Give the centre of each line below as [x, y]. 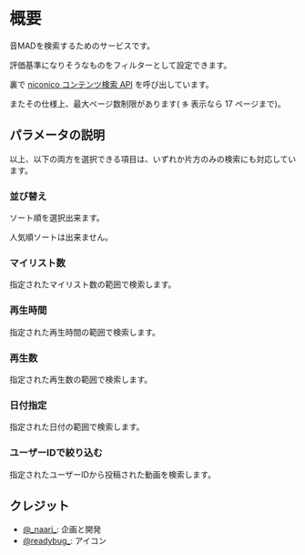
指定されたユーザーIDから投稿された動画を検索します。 [113, 474]
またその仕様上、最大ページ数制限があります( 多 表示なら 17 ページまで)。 [147, 103]
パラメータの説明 [57, 135]
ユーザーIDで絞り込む [56, 453]
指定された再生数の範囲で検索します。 [81, 379]
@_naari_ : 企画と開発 [62, 529]
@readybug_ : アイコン [65, 541]
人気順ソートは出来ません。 [61, 237]
